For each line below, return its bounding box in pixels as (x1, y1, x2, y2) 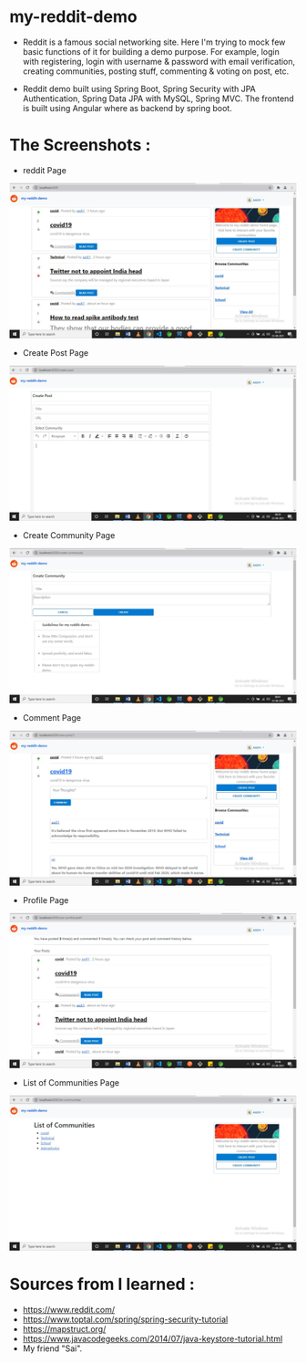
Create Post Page (22, 347, 89, 358)
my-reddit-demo (9, 6, 138, 27)
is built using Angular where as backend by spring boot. (22, 102, 232, 113)
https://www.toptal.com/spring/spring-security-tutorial (22, 1314, 229, 1325)
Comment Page (22, 712, 82, 723)
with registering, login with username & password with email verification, (22, 56, 296, 67)
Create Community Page (22, 529, 116, 540)
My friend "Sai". (22, 1343, 83, 1354)
